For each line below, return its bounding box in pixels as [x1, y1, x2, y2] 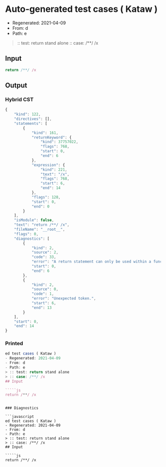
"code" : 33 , [31, 255, 56, 259]
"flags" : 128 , [31, 195, 61, 200]
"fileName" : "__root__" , [14, 227, 65, 232]
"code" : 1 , [31, 291, 54, 297]
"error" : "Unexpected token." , [31, 296, 96, 301]
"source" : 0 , [31, 287, 58, 292]
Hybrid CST [5, 96, 34, 103]
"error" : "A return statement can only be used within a [31, 259, 152, 264]
